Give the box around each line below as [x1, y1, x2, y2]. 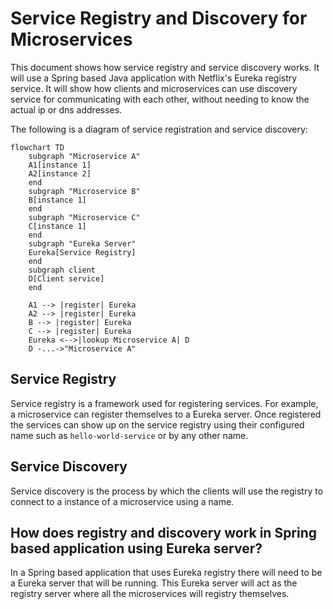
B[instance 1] [28, 195, 87, 205]
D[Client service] [28, 273, 105, 284]
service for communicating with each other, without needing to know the [10, 93, 310, 105]
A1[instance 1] [28, 160, 92, 170]
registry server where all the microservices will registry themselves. [10, 588, 290, 600]
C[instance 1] [28, 221, 87, 231]
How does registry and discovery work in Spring [10, 524, 318, 541]
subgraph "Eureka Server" [28, 238, 137, 249]
